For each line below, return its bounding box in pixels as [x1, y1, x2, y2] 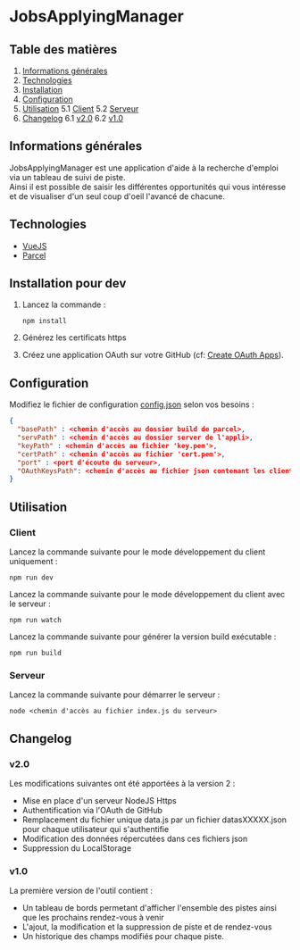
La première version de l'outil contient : [9, 886, 154, 896]
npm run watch [9, 615, 62, 624]
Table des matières [9, 42, 118, 57]
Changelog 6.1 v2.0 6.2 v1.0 [21, 113, 123, 123]
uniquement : [9, 555, 58, 566]
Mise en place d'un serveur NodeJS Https [21, 795, 177, 805]
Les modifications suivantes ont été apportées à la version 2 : [9, 778, 236, 788]
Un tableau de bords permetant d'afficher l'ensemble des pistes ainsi [21, 903, 277, 913]
